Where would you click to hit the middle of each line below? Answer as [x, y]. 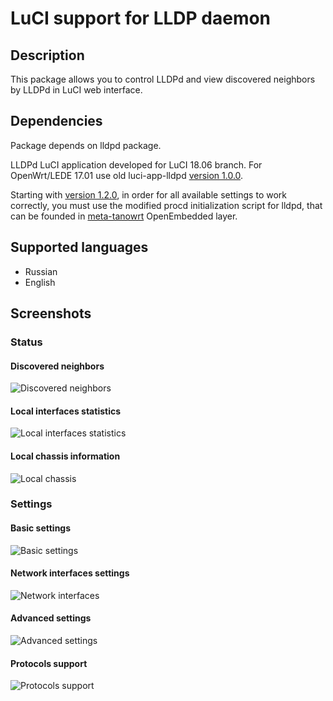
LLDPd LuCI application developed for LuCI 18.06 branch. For [136, 164]
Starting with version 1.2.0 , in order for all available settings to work [148, 194]
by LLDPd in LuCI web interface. [76, 90]
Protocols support [49, 663]
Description [47, 55]
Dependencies [56, 121]
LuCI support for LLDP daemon [141, 18]
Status [26, 342]
